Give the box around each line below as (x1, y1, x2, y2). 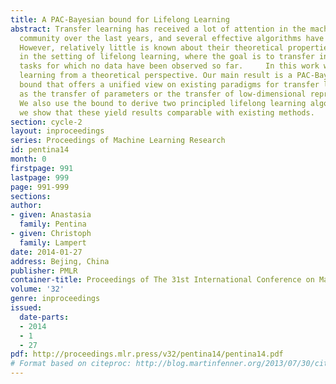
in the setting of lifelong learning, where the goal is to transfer (19, 52, 315, 62)
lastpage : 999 (10, 172, 70, 183)
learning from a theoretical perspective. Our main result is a (19, 71, 293, 81)
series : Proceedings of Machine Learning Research (10, 136, 226, 146)
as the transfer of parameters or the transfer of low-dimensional (19, 89, 307, 99)
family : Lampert (19, 237, 87, 248)
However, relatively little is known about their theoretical (19, 42, 284, 53)
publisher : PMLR (10, 266, 78, 276)
